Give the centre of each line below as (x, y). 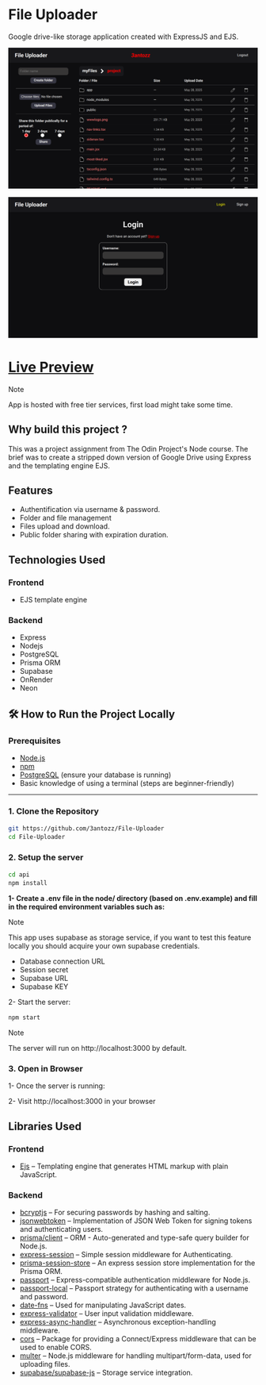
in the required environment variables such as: (86, 907)
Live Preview (51, 367)
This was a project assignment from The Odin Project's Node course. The (128, 448)
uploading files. (45, 1364)
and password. (44, 1297)
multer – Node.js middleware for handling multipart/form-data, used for (135, 1356)
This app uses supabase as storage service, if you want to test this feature (130, 937)
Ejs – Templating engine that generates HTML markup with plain (124, 1166)
